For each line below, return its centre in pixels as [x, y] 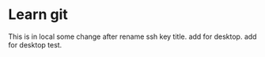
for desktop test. [35, 44]
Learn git [38, 15]
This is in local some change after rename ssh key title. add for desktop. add [132, 36]
